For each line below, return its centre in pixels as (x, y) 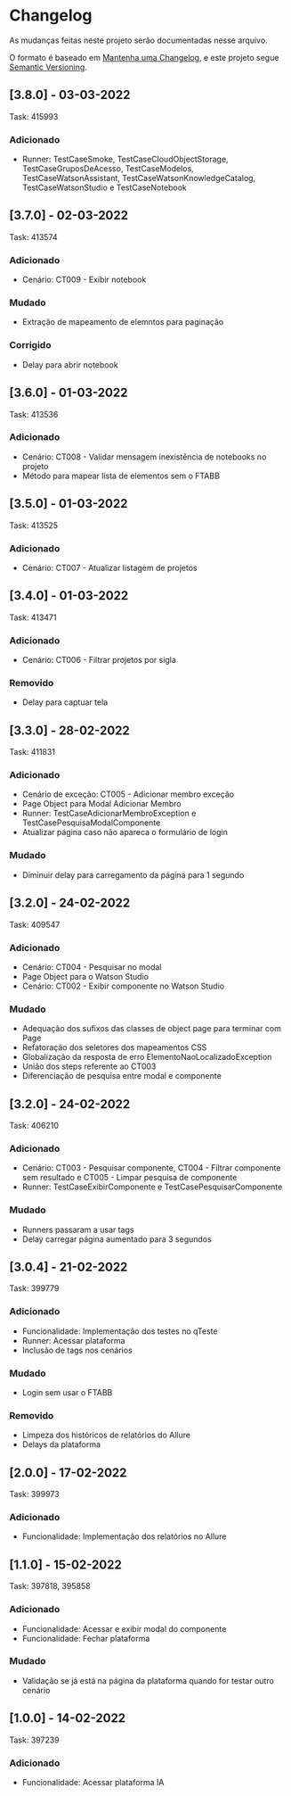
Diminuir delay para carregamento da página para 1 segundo (133, 874)
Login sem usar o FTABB (67, 1392)
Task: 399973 (34, 1494)
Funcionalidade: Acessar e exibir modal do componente (124, 1628)
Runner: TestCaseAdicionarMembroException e (109, 814)
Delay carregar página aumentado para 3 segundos (117, 1239)
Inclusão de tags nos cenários (77, 1350)
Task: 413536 (34, 414)
